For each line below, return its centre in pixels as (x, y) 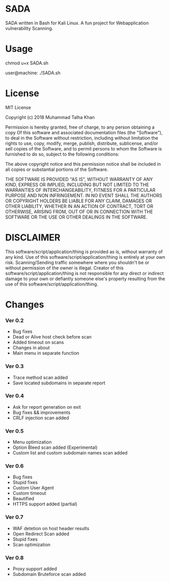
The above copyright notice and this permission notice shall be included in (83, 164)
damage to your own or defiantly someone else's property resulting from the (85, 279)
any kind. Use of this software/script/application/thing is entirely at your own (85, 257)
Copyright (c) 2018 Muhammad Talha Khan (50, 117)
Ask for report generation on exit (47, 407)
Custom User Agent (33, 488)
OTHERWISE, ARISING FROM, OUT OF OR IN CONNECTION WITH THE (79, 211)
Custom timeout (29, 493)
